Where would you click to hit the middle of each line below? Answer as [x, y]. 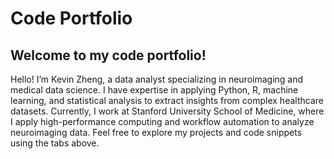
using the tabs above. [55, 143]
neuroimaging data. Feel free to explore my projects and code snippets [156, 132]
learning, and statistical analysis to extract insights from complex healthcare [167, 100]
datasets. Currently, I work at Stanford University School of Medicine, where [167, 111]
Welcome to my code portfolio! [108, 55]
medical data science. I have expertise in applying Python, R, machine [154, 90]
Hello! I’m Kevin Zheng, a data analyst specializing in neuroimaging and [157, 79]
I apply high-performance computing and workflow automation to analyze [162, 121]
